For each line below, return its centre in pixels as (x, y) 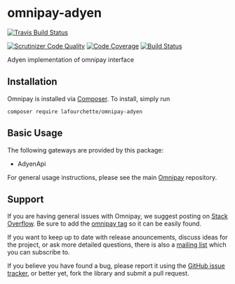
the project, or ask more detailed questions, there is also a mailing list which (117, 245)
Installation (32, 82)
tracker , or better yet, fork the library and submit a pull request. (98, 273)
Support (26, 199)
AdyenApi (32, 164)
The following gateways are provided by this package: (86, 150)
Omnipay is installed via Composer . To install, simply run (89, 98)
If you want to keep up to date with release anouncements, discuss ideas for (117, 238)
